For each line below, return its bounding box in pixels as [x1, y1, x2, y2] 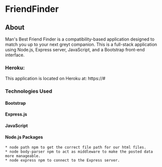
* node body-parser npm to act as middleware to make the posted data [5, 149, 153, 154]
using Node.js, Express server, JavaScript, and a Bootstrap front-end [5, 47, 145, 52]
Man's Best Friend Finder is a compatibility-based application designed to [5, 36, 155, 42]
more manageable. [5, 154, 41, 159]
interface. [5, 52, 25, 58]
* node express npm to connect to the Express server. [5, 158, 120, 163]
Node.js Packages [5, 134, 43, 140]
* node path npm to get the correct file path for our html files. [5, 145, 147, 150]
